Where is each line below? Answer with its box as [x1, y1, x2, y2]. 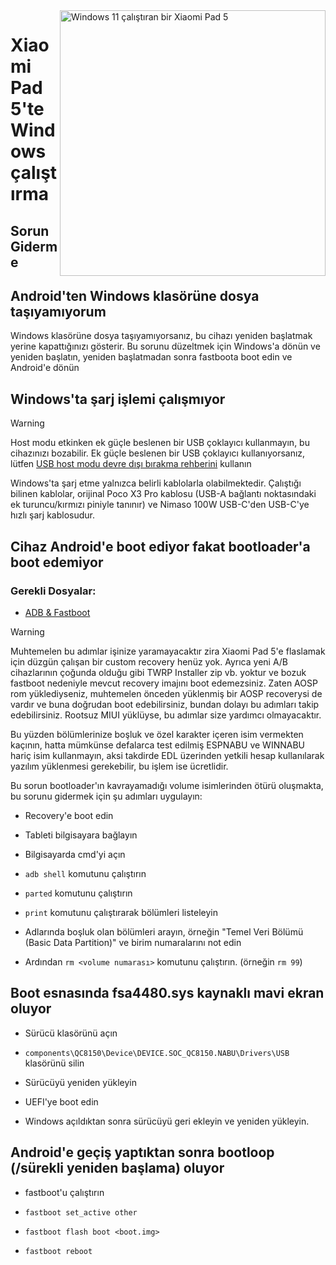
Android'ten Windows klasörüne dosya [10, 287, 260, 304]
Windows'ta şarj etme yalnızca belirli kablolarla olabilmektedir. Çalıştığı [10, 477, 302, 489]
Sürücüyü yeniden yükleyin [24, 1076, 137, 1088]
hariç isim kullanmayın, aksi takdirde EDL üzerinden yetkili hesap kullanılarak [10, 749, 325, 761]
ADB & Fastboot [24, 606, 91, 618]
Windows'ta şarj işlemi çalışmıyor [10, 390, 226, 408]
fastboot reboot [24, 1246, 93, 1256]
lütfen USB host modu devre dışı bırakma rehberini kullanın [10, 458, 252, 470]
